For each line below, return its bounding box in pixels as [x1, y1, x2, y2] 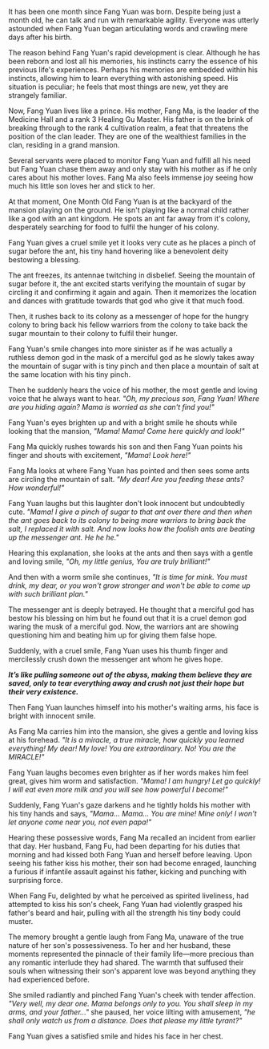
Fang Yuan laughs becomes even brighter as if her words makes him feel [8, 768, 249, 777]
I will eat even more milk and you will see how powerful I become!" [8, 785, 228, 794]
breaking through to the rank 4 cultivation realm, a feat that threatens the [8, 124, 249, 132]
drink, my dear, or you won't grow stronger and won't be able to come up [8, 581, 251, 590]
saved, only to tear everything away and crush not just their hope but [8, 678, 244, 688]
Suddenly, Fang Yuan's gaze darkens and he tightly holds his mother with [8, 800, 251, 809]
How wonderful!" [8, 483, 65, 492]
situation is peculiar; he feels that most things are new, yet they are [8, 82, 229, 91]
